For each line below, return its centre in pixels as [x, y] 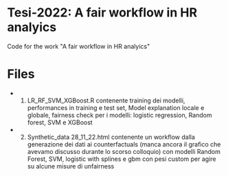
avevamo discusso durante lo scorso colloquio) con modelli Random [124, 151]
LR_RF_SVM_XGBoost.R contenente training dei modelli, [106, 100]
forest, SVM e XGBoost [60, 122]
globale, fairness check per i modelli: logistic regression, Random [119, 115]
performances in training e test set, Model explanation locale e [116, 107]
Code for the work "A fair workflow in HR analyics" [79, 46]
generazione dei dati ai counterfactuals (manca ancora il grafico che [124, 144]
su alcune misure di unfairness [71, 166]
